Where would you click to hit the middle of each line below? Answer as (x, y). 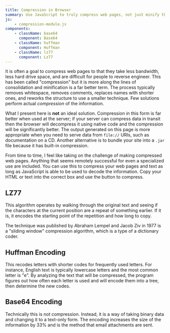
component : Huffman (39, 48)
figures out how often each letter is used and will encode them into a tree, (82, 281)
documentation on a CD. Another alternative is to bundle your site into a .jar (85, 140)
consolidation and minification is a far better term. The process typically (80, 88)
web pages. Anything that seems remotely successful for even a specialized (85, 161)
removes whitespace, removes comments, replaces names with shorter (80, 93)
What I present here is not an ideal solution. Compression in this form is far (83, 113)
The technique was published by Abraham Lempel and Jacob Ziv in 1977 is (83, 226)
